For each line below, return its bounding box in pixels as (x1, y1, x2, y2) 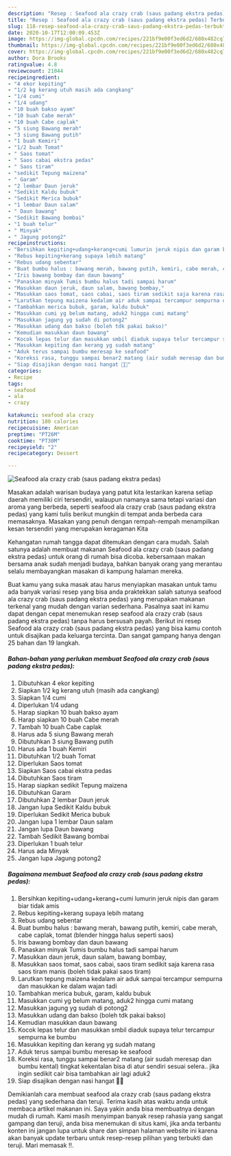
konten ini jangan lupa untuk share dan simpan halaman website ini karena (8, 1126, 218, 1135)
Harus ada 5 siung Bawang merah (17, 730, 114, 739)
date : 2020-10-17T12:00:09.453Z (8, 29, 100, 36)
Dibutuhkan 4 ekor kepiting (17, 679, 95, 687)
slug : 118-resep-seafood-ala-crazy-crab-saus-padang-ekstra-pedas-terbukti (8, 23, 229, 30)
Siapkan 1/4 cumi (17, 694, 67, 702)
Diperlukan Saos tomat (17, 759, 83, 767)
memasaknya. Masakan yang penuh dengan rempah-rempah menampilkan (8, 518, 220, 526)
